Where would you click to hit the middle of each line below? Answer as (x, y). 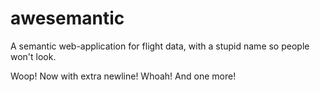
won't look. (33, 56)
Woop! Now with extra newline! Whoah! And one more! (123, 76)
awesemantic (67, 18)
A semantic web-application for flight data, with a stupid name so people (160, 46)
